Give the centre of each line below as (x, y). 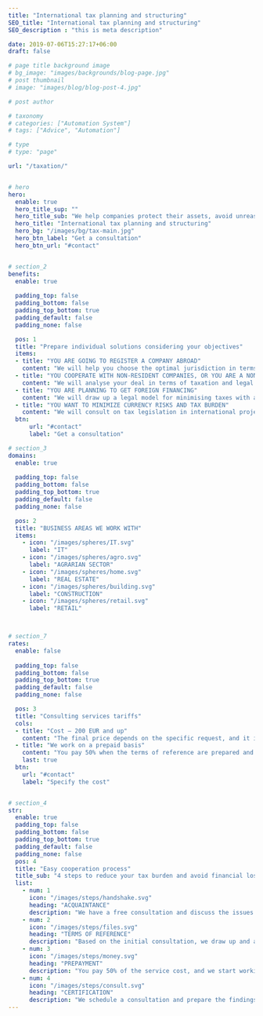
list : (24, 883)
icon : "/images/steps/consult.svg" (87, 985)
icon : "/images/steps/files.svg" (83, 927)
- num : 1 (36, 891)
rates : (19, 644)
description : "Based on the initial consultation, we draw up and (139, 942)
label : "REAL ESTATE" (64, 579)
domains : (22, 455)
